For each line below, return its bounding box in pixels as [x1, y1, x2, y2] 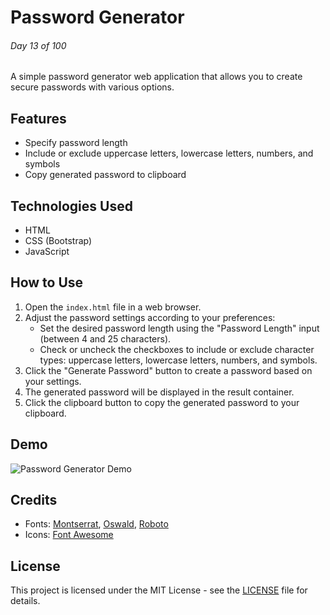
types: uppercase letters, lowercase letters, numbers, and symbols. [39, 354, 318, 366]
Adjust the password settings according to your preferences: [24, 311, 276, 323]
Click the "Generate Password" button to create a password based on [24, 364, 313, 376]
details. [10, 595, 41, 607]
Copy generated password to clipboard [24, 169, 187, 181]
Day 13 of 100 [10, 39, 67, 51]
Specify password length [24, 137, 128, 149]
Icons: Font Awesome [24, 529, 114, 541]
